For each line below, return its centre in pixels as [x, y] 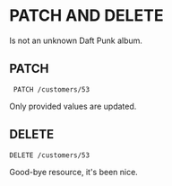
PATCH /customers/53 [52, 89]
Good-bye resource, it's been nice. [74, 172]
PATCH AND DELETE [86, 16]
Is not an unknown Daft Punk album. [76, 40]
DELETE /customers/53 [50, 155]
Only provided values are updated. [73, 106]
